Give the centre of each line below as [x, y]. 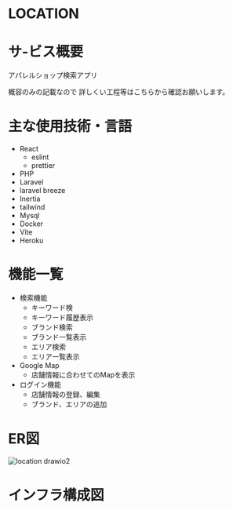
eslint [40, 157]
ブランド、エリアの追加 [69, 404]
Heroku [31, 241]
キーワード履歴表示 [62, 317]
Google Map [40, 365]
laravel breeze [42, 191]
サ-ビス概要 [46, 52]
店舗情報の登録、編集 [66, 394]
